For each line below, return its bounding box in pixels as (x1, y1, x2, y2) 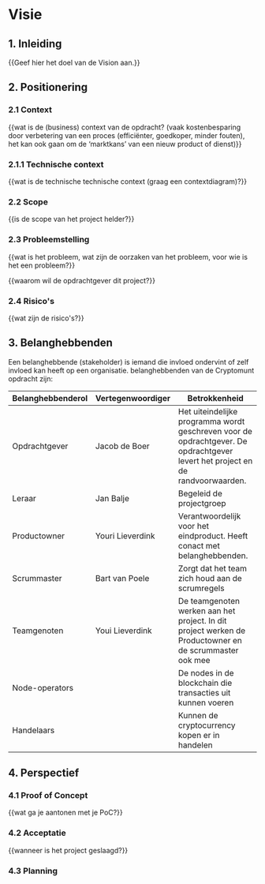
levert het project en (177, 455, 253, 466)
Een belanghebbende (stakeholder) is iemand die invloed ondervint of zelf (8, 357, 249, 366)
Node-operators (12, 682, 74, 693)
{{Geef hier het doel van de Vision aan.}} (8, 58, 140, 67)
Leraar (12, 493, 37, 504)
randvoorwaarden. (177, 475, 247, 486)
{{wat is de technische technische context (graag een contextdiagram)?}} (8, 176, 248, 186)
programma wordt (177, 416, 245, 427)
